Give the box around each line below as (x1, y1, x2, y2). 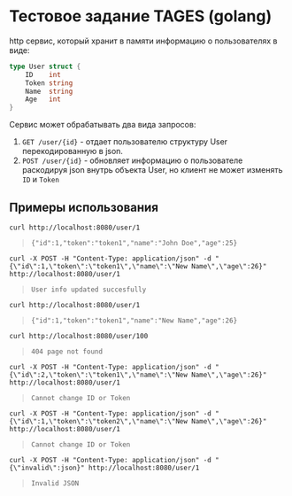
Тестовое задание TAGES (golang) (9, 6, 273, 27)
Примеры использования (9, 199, 159, 214)
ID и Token (21, 174, 60, 185)
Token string (25, 78, 73, 88)
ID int (25, 70, 62, 79)
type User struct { (9, 62, 81, 71)
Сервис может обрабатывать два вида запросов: (9, 120, 196, 130)
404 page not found (30, 347, 104, 356)
